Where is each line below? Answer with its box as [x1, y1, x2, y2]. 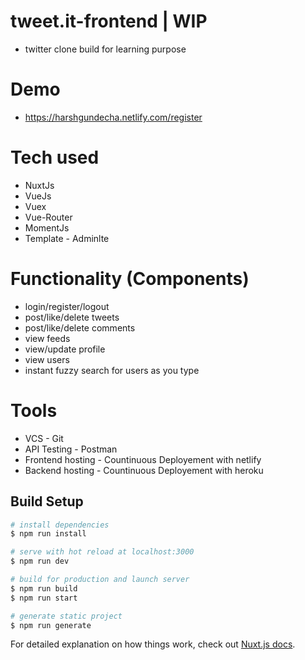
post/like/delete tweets [24, 311, 120, 323]
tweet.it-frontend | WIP [10, 10, 208, 33]
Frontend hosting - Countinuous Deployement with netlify [24, 453, 262, 465]
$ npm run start [10, 593, 78, 603]
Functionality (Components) [10, 268, 250, 290]
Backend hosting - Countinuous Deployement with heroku [24, 464, 264, 476]
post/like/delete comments [24, 321, 136, 334]
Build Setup [10, 493, 84, 510]
